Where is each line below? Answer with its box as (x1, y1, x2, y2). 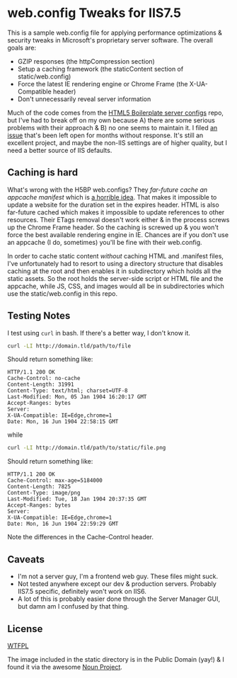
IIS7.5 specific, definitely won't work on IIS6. (17, 587, 147, 596)
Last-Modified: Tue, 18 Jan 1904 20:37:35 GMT (7, 495, 147, 503)
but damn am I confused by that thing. (17, 602, 129, 611)
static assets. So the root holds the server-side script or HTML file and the (7, 274, 224, 282)
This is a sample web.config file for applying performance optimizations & (7, 28, 223, 37)
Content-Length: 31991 (7, 381, 74, 389)
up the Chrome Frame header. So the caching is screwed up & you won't (7, 223, 219, 231)
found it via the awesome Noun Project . (7, 662, 122, 671)
